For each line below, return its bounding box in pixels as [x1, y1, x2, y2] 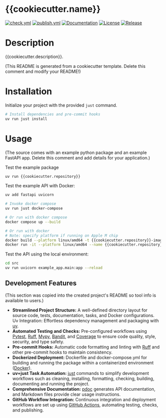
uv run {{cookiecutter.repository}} [5, 174, 81, 179]
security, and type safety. [12, 338, 64, 345]
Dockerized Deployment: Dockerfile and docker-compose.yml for [12, 354, 147, 360]
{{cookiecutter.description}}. [5, 53, 63, 59]
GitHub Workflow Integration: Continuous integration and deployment [12, 396, 156, 402]
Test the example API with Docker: [5, 183, 75, 189]
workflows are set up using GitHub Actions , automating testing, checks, [12, 402, 159, 408]
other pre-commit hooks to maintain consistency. [12, 349, 113, 355]
